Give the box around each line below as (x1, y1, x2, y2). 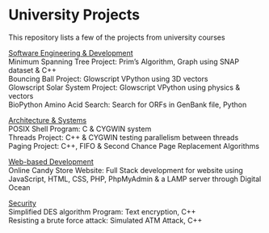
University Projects (8, 6, 141, 24)
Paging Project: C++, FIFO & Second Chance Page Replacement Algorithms (8, 141, 260, 150)
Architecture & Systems (8, 115, 87, 125)
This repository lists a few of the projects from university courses (8, 32, 225, 42)
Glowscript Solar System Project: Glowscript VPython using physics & (8, 83, 241, 92)
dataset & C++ (8, 65, 57, 74)
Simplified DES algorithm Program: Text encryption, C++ (8, 206, 196, 216)
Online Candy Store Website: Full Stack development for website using (8, 165, 244, 175)
